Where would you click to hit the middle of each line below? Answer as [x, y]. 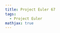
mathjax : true [20, 23]
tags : [10, 14]
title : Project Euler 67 [30, 9]
